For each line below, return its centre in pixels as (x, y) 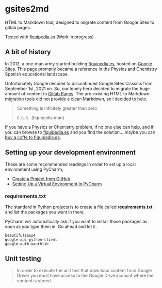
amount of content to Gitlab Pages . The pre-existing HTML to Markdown (77, 93)
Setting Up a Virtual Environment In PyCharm (57, 184)
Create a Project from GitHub (41, 179)
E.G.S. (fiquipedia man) (40, 118)
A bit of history (28, 52)
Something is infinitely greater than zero (57, 108)
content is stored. (34, 280)
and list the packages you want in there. (45, 212)
